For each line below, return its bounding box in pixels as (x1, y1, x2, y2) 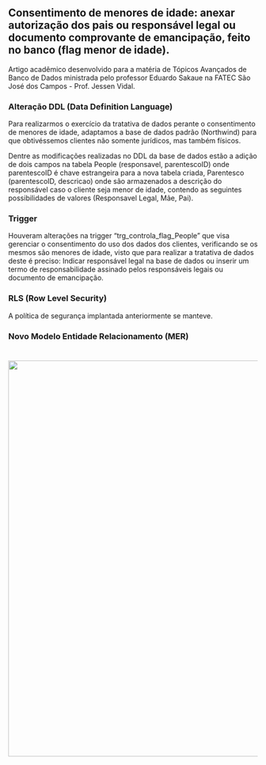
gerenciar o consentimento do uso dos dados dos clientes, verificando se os (8, 239, 258, 249)
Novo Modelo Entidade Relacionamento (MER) (8, 330, 189, 341)
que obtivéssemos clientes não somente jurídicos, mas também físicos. (8, 136, 241, 146)
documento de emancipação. (8, 273, 104, 283)
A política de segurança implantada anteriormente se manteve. (8, 310, 213, 320)
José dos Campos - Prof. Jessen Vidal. (8, 81, 136, 90)
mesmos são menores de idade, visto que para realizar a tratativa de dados (8, 248, 255, 257)
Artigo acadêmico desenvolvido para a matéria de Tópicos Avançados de (8, 64, 247, 74)
